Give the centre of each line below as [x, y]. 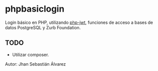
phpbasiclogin [35, 9]
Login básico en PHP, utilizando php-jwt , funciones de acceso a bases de [79, 22]
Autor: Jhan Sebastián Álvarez [36, 64]
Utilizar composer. [30, 54]
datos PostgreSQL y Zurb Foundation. [43, 27]
